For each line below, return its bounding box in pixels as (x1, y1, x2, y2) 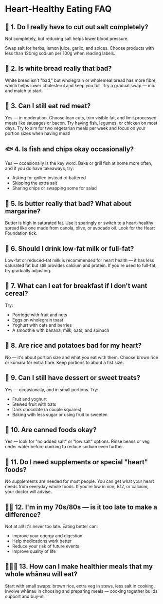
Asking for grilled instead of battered (12, 175, 86, 181)
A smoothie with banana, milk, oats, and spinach (12, 327, 109, 333)
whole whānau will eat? (5, 570, 78, 578)
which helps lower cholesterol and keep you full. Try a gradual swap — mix (5, 82, 155, 88)
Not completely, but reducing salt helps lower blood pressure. (5, 36, 129, 41)
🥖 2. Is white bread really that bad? (5, 64, 112, 73)
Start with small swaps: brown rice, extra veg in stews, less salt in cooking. (5, 583, 155, 589)
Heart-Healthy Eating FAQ (5, 3, 112, 15)
